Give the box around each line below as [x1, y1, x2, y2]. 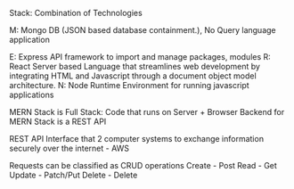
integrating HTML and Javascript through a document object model [9, 70, 257, 81]
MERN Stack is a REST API [9, 116, 107, 127]
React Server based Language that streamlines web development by [9, 62, 261, 71]
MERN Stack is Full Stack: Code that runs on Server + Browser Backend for [9, 107, 285, 117]
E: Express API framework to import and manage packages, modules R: [9, 52, 272, 62]
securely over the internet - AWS [9, 143, 130, 153]
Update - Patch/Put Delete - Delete [9, 169, 138, 180]
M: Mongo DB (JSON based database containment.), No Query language [9, 25, 276, 35]
